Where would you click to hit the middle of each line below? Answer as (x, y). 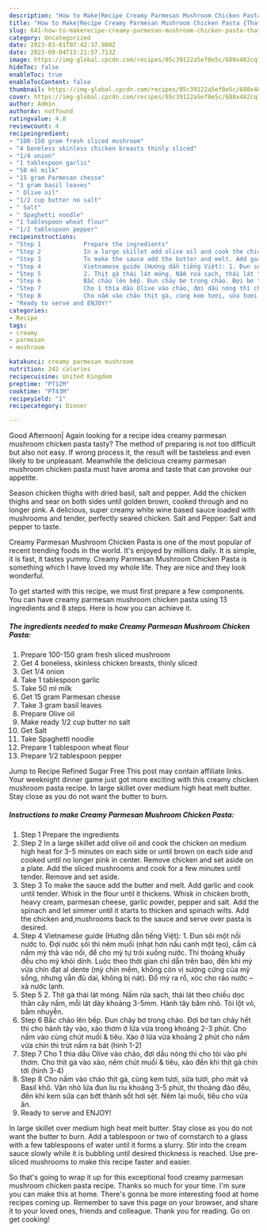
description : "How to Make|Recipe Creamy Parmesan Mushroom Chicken (124, 15)
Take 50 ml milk (46, 689)
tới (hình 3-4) (42, 1071)
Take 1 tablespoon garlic (60, 680)
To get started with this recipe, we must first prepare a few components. (127, 591)
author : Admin (32, 104)
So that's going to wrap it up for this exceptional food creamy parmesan (126, 1177)
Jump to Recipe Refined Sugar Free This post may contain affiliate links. (126, 771)
